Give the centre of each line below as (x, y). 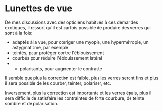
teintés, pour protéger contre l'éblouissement (58, 53)
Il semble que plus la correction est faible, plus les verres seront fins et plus (82, 78)
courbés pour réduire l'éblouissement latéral (57, 58)
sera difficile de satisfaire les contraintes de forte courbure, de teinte (75, 98)
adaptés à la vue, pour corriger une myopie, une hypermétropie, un (80, 42)
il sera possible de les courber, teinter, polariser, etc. (58, 83)
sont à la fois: (19, 33)
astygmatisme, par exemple (40, 47)
